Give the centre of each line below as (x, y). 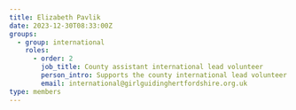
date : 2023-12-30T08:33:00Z (61, 26)
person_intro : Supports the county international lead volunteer (164, 75)
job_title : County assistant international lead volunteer (152, 67)
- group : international (61, 42)
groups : (23, 34)
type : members (35, 91)
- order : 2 (53, 59)
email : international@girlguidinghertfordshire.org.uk (144, 83)
